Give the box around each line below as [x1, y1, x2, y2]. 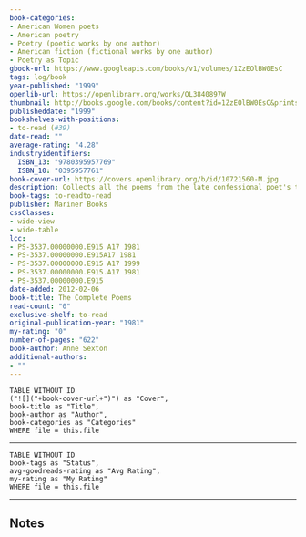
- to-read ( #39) [9, 124, 71, 133]
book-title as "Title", [9, 402, 100, 411]
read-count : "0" [9, 302, 71, 311]
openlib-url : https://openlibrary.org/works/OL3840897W [9, 89, 226, 98]
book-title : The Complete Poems [9, 293, 132, 302]
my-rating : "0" [9, 327, 67, 336]
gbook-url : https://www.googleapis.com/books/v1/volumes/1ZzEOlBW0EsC [9, 65, 283, 74]
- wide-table [9, 225, 59, 234]
